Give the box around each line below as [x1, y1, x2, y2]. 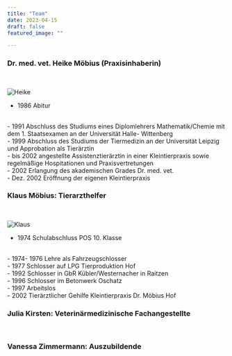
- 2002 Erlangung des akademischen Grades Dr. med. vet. [7, 166, 174, 174]
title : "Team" [7, 10, 49, 17]
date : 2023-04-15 [7, 17, 58, 24]
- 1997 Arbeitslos [7, 284, 56, 292]
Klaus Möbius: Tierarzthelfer [7, 191, 106, 201]
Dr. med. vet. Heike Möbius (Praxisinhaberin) [7, 58, 162, 68]
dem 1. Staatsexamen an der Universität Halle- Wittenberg [7, 129, 174, 137]
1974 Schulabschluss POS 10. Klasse [17, 233, 122, 241]
